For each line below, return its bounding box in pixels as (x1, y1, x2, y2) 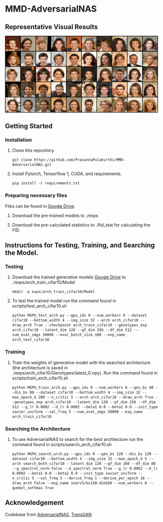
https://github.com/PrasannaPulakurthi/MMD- (33, 158, 126, 163)
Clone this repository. (12, 147, 55, 153)
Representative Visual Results (5, 23, 98, 31)
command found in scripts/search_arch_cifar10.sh (12, 441, 112, 447)
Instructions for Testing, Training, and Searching (5, 241, 155, 249)
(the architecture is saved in (12, 365, 68, 371)
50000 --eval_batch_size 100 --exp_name (43, 332, 126, 338)
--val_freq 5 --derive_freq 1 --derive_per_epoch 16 (36, 476, 145, 481)
